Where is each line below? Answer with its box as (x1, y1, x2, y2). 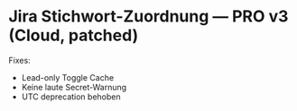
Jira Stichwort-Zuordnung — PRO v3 (8, 6, 289, 27)
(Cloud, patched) (8, 25, 139, 46)
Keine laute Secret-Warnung (21, 81, 127, 92)
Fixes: (8, 55, 31, 65)
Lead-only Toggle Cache (21, 72, 115, 82)
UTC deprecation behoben (21, 91, 121, 102)
